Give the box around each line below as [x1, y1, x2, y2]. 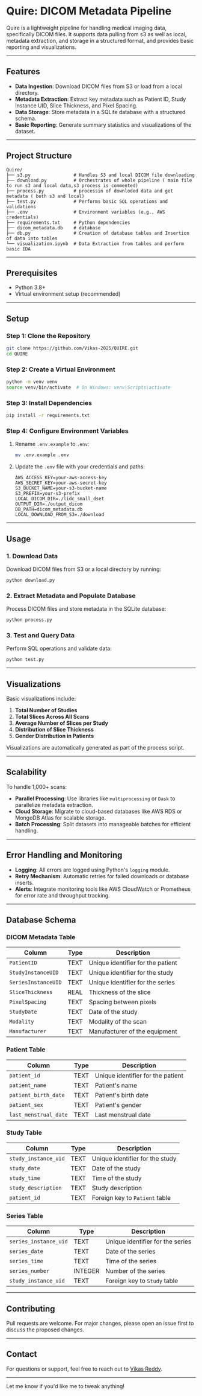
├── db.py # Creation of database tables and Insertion [6, 230, 189, 236]
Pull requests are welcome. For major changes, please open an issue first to [6, 1319, 194, 1327]
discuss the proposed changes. [6, 1326, 84, 1333]
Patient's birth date [95, 1091, 149, 1099]
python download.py [6, 577, 55, 583]
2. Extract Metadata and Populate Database [6, 591, 136, 600]
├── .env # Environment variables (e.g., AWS [6, 209, 165, 215]
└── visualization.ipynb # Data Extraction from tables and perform [6, 240, 185, 247]
